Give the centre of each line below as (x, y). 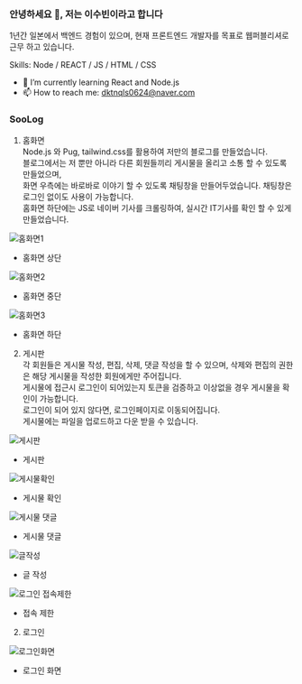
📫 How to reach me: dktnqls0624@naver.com (109, 93)
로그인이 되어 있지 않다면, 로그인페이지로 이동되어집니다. (121, 410)
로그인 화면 (42, 670)
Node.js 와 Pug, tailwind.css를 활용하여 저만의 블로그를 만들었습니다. (145, 152)
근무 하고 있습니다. (42, 47)
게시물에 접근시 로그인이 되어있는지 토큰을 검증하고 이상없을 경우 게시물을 (151, 387)
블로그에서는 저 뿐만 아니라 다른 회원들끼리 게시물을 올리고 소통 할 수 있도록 (155, 162)
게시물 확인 (42, 497)
